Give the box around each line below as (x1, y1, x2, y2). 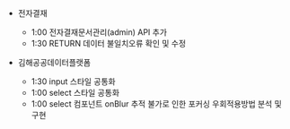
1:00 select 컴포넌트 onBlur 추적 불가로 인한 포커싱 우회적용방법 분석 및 (31, 99, 283, 109)
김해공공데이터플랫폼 (17, 57, 92, 67)
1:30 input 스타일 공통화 (31, 76, 116, 87)
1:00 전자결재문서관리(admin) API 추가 (31, 27, 168, 38)
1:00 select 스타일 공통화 (31, 88, 119, 98)
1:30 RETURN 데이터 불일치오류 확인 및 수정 (31, 39, 187, 48)
